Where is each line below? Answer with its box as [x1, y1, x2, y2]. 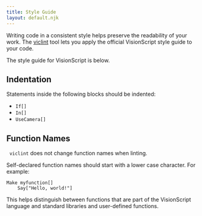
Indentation [6, 74, 52, 85]
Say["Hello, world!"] [17, 185, 72, 191]
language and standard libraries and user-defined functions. [6, 202, 159, 210]
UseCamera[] [15, 117, 46, 123]
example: [6, 168, 29, 175]
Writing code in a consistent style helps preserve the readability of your [6, 31, 187, 39]
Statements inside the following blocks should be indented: [6, 90, 156, 98]
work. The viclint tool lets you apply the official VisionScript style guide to [6, 38, 192, 45]
